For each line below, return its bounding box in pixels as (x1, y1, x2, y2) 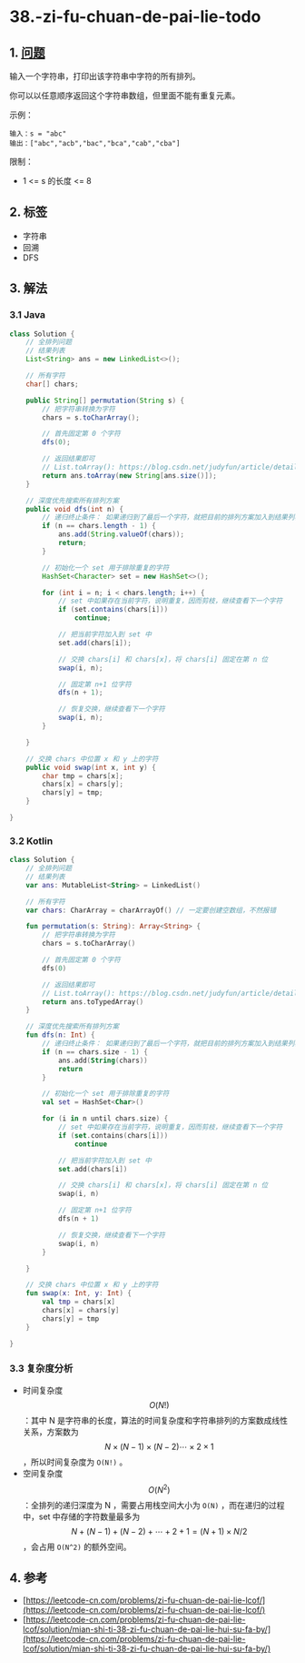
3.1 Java (9, 309, 46, 321)
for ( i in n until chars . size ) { (42, 1114, 169, 1123)
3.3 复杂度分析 (9, 1363, 74, 1375)
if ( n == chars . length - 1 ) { (42, 522, 156, 531)
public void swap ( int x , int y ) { (25, 763, 156, 772)
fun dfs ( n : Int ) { (25, 1030, 95, 1039)
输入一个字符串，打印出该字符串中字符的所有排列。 (9, 71, 201, 81)
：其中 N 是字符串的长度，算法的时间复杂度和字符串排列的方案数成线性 (22, 1415, 289, 1425)
